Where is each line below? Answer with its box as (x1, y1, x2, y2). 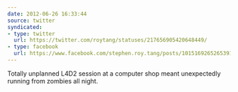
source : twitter (7, 17, 55, 24)
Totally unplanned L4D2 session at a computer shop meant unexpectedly (7, 69, 221, 78)
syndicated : (7, 23, 42, 30)
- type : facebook (7, 43, 59, 50)
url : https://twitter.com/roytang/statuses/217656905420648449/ (13, 37, 208, 44)
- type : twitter (7, 30, 55, 38)
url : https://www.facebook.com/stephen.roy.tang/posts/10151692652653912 (13, 50, 236, 57)
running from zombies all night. (7, 76, 98, 85)
